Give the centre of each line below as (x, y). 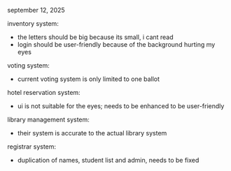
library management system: (48, 119)
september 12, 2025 (36, 10)
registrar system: (32, 147)
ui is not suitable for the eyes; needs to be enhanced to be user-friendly (121, 106)
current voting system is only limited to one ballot (88, 79)
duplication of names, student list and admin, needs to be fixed (108, 160)
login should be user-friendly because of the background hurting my (116, 44)
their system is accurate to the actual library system (92, 133)
